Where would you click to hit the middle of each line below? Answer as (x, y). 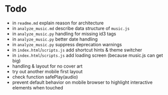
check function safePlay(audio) (45, 77)
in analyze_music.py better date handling (55, 39)
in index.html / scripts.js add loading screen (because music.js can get (88, 55)
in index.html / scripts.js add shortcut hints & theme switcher (77, 50)
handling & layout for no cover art (47, 66)
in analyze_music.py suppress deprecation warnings (67, 44)
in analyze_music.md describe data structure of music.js (71, 28)
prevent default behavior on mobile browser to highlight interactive (82, 82)
